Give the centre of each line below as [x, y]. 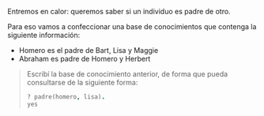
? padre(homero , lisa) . [66, 97]
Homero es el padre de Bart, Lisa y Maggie [89, 50]
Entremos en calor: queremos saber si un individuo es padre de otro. [119, 11]
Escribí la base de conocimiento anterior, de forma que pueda [127, 74]
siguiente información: [44, 35]
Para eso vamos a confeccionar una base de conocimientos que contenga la [132, 26]
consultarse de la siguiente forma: [82, 82]
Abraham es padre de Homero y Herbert [85, 59]
